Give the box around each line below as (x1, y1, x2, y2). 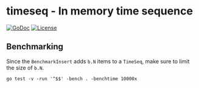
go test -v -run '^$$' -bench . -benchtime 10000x (6, 75, 138, 82)
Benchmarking (6, 42, 64, 52)
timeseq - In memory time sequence (6, 4, 194, 18)
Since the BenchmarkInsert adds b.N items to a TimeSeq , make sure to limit (6, 57, 190, 64)
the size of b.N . (6, 64, 44, 71)
